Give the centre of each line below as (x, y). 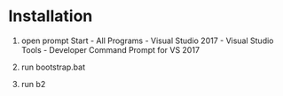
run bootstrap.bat (53, 67)
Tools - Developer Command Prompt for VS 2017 (110, 49)
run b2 (33, 84)
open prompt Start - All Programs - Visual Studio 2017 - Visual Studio (147, 41)
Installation (51, 16)
